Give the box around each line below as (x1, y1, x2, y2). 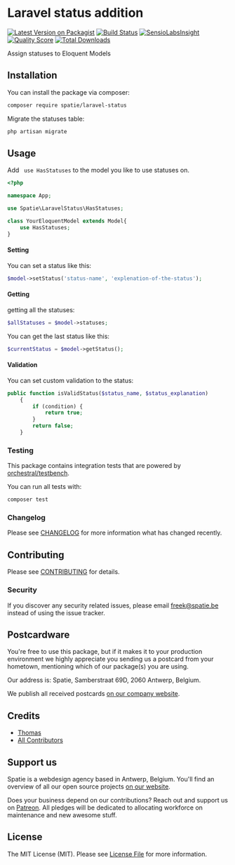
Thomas (17, 728, 42, 737)
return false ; (32, 422, 74, 429)
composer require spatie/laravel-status (7, 102, 128, 109)
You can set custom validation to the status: (7, 376, 134, 384)
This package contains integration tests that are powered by (7, 462, 181, 470)
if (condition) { (32, 403, 83, 410)
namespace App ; (7, 192, 52, 199)
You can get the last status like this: (7, 332, 110, 340)
